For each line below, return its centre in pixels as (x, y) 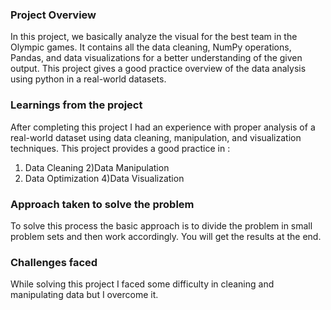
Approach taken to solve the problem (102, 204)
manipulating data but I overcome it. (84, 295)
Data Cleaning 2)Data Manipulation (97, 167)
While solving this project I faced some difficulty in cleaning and (142, 284)
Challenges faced (54, 262)
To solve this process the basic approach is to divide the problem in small (161, 225)
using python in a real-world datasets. (88, 79)
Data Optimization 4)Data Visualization (104, 178)
